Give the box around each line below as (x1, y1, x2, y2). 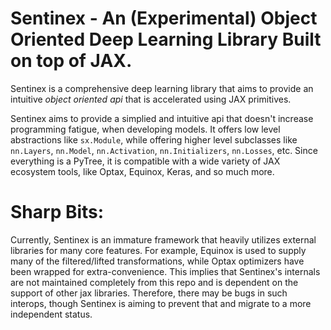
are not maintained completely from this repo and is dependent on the (10, 276, 299, 288)
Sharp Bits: (10, 201, 105, 224)
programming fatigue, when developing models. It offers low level (10, 123, 281, 135)
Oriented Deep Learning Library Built (10, 28, 322, 51)
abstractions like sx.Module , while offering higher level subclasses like (10, 133, 298, 146)
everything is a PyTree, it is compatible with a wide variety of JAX (10, 155, 281, 167)
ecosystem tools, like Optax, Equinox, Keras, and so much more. (10, 165, 275, 177)
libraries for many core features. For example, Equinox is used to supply (10, 244, 307, 256)
